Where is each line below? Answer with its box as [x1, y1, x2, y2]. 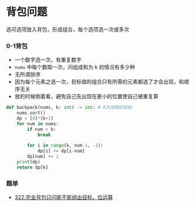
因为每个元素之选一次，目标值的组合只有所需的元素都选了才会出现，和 [14, 78, 184, 85]
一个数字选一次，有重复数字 [14, 56, 82, 63]
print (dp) [16, 159, 41, 164]
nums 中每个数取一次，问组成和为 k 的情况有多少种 [14, 64, 135, 71]
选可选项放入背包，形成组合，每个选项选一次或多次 [6, 26, 129, 33]
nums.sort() [16, 110, 46, 116]
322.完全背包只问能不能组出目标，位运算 [14, 194, 113, 201]
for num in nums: [16, 121, 59, 126]
